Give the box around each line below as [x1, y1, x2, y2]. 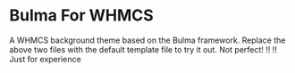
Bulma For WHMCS [9, 5, 154, 26]
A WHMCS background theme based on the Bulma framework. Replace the [9, 35, 286, 45]
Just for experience [9, 53, 82, 64]
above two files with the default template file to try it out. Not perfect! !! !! [9, 44, 277, 54]
